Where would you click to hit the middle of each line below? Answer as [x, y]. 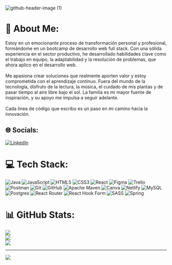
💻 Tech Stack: [37, 164]
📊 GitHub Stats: [40, 215]
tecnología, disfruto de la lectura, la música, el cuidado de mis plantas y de [84, 86]
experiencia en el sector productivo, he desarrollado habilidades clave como [86, 54]
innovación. [17, 114]
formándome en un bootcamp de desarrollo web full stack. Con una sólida [84, 48]
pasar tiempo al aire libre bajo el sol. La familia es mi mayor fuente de [78, 92]
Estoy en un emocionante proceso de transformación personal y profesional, [86, 43]
